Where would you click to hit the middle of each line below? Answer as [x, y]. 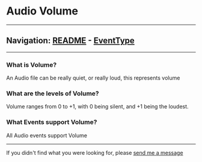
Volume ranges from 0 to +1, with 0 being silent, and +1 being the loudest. [97, 107]
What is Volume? [32, 64]
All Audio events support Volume [47, 135]
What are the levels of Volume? [53, 93]
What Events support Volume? [52, 122]
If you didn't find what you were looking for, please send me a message [95, 152]
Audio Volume [42, 11]
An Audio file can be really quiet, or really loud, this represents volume [93, 78]
